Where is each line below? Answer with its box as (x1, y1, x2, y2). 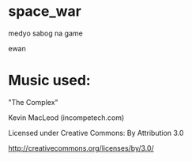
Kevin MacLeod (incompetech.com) (8, 113, 125, 122)
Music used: (8, 72, 91, 89)
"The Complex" (8, 97, 58, 107)
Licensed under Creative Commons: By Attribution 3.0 (8, 128, 184, 137)
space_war (8, 2, 81, 21)
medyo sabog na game (8, 28, 83, 38)
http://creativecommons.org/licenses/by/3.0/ (8, 143, 154, 152)
